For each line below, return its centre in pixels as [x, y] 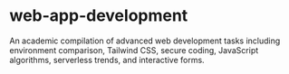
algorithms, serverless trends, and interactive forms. [107, 60]
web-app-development [99, 16]
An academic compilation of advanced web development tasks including [145, 41]
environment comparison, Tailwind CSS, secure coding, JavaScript [134, 50]
